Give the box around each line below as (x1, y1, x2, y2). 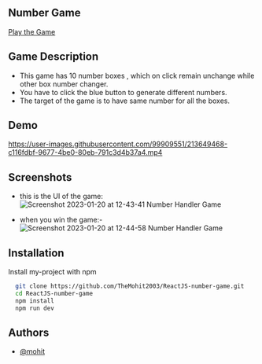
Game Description (8, 50, 99, 64)
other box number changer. (19, 79, 109, 89)
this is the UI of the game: (19, 192, 104, 201)
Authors (8, 325, 50, 339)
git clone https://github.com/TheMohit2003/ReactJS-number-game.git (15, 282, 245, 290)
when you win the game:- (19, 215, 103, 225)
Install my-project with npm (8, 267, 97, 277)
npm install (15, 296, 55, 305)
